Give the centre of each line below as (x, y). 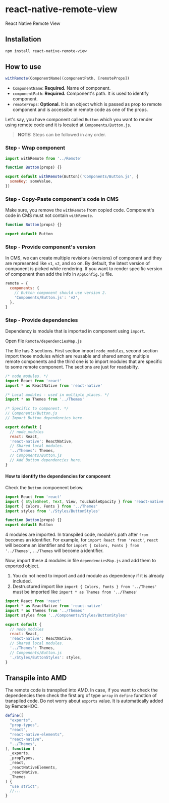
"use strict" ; (24, 786)
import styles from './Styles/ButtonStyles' (53, 511)
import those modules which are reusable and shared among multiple (77, 356)
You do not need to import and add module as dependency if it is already (88, 576)
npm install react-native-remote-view (46, 51)
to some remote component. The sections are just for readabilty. (72, 367)
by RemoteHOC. (22, 706)
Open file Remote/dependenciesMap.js (44, 341)
